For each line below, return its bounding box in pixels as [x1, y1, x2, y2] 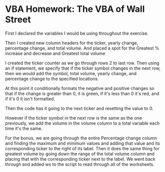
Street [5, 14, 31, 25]
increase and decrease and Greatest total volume [5, 50, 105, 56]
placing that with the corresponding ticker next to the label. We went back [5, 156, 156, 162]
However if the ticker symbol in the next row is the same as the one [5, 115, 142, 121]
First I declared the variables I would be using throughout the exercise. [5, 30, 149, 36]
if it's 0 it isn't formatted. [5, 95, 55, 102]
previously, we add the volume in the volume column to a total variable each [5, 120, 160, 126]
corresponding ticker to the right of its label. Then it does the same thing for [5, 145, 160, 151]
